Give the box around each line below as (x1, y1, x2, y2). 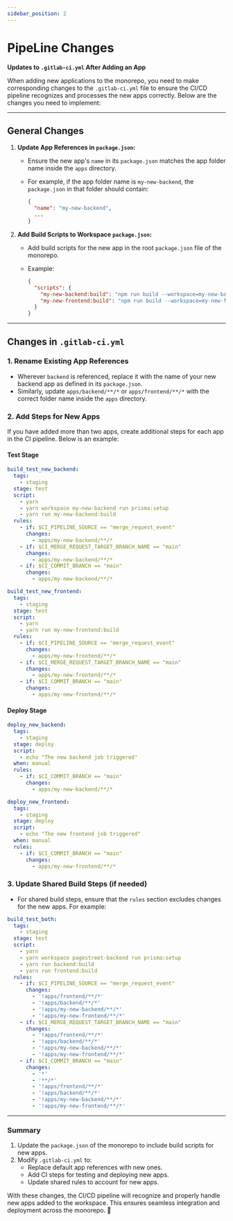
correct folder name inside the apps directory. (17, 394, 147, 403)
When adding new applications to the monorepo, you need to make (7, 76, 199, 85)
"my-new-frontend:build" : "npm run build (40, 297, 162, 304)
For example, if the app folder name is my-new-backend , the (27, 177, 194, 186)
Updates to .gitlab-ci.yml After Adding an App (7, 63, 146, 71)
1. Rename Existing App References (7, 356, 129, 366)
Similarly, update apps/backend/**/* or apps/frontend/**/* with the (17, 387, 209, 395)
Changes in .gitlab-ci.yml (7, 335, 125, 347)
